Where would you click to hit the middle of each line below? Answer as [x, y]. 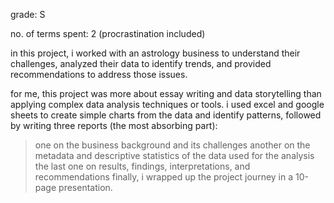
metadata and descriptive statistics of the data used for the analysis [174, 155]
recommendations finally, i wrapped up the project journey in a [164, 177]
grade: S [28, 14]
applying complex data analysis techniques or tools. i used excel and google [167, 104]
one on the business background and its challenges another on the [172, 145]
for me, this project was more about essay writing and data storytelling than [166, 93]
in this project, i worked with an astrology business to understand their [155, 53]
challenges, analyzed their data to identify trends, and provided [141, 63]
